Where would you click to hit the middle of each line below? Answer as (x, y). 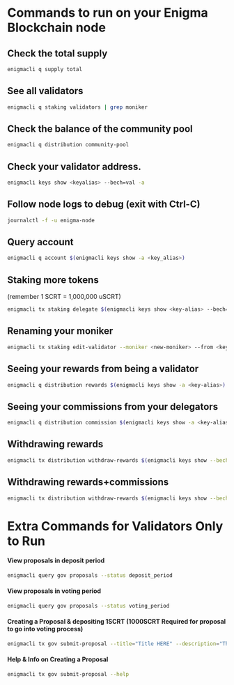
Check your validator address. (74, 166)
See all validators (45, 91)
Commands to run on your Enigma (108, 13)
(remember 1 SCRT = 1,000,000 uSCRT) (64, 297)
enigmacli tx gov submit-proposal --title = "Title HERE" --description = (113, 644)
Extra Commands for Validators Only (115, 526)
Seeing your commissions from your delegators (112, 407)
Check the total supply (57, 53)
